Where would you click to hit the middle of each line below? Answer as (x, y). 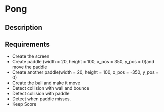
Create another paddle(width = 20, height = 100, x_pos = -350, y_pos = (85, 72)
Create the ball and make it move (46, 83)
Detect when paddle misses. (41, 99)
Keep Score (24, 104)
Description (23, 27)
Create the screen (31, 56)
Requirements (27, 44)
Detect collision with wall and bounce (51, 88)
